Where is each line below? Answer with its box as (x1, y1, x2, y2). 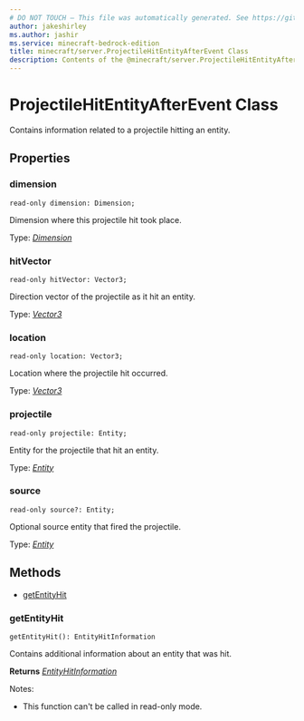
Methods (9, 565, 62, 580)
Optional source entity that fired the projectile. (9, 521, 181, 531)
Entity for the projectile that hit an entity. (9, 444, 159, 455)
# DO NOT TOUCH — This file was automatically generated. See (9, 13, 249, 23)
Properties (9, 151, 71, 166)
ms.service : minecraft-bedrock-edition (9, 38, 160, 48)
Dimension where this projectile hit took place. (9, 214, 183, 225)
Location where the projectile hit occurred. (9, 368, 169, 379)
